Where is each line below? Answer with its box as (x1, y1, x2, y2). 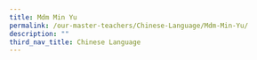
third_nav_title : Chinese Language (9, 37, 141, 47)
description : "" (9, 29, 69, 38)
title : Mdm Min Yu (9, 12, 77, 22)
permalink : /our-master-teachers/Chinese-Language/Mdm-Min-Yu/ (9, 21, 249, 30)
